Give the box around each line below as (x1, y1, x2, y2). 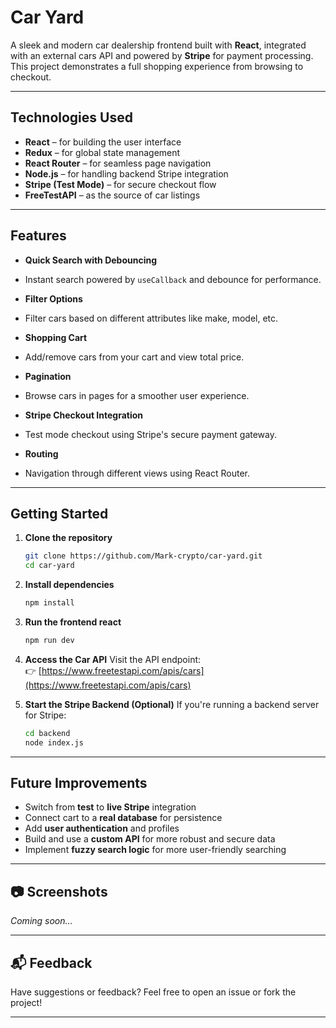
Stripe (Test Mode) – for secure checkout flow (24, 178, 217, 190)
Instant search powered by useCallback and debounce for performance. (24, 273, 322, 285)
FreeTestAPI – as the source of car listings (24, 189, 201, 201)
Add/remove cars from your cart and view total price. (24, 351, 245, 363)
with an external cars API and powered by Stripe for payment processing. (10, 49, 314, 61)
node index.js (24, 737, 84, 748)
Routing (24, 447, 59, 460)
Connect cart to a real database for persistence (24, 812, 223, 824)
